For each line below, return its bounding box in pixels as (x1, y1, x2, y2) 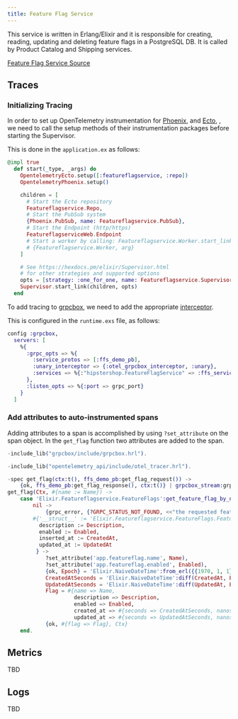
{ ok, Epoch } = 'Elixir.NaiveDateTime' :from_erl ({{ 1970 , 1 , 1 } (45, 567, 233, 574)
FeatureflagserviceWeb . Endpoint (25, 231, 122, 238)
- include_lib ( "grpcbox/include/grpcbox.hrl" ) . (7, 450, 147, 457)
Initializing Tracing (7, 100, 73, 110)
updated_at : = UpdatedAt (38, 541, 113, 549)
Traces (7, 79, 39, 91)
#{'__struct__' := (33, 515, 87, 522)
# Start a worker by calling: (25, 237, 115, 244)
